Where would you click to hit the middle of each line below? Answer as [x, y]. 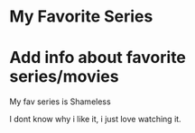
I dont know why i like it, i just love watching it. [96, 120]
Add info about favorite [98, 58]
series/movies [64, 77]
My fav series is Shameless [60, 102]
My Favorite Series [81, 17]
